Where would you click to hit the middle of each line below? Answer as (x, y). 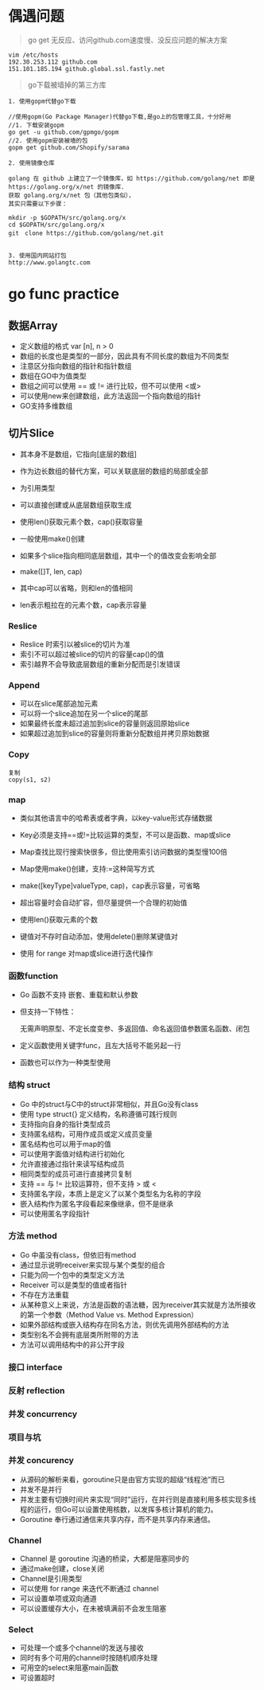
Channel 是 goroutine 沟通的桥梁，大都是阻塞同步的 (104, 1559)
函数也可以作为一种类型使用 (65, 1062)
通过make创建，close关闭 (62, 1569)
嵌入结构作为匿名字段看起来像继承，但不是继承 (96, 1203)
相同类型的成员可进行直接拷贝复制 (76, 1174)
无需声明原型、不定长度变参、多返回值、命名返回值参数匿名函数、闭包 (135, 1029)
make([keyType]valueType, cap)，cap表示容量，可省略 (110, 886)
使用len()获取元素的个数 (58, 919)
